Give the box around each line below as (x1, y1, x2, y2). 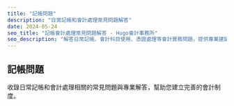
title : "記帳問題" (7, 10, 57, 17)
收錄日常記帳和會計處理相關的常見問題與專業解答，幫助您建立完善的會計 (7, 82, 214, 91)
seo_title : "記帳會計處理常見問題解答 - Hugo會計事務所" (7, 29, 158, 37)
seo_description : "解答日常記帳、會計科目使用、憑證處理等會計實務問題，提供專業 (7, 36, 219, 43)
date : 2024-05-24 (7, 23, 58, 30)
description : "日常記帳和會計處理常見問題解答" (7, 17, 132, 24)
